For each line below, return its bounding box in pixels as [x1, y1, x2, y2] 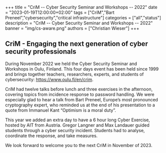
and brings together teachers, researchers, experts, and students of [5, 71, 144, 77]
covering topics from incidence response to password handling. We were [5, 91, 155, 97]
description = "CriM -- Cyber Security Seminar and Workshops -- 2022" [5, 20, 153, 26]
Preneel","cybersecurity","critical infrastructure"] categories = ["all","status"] [5, 15, 162, 20]
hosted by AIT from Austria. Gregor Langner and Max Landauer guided [5, 122, 150, 128]
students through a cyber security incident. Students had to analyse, [5, 127, 145, 133]
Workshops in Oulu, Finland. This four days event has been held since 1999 [5, 66, 159, 72]
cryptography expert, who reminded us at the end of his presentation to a [5, 102, 155, 108]
